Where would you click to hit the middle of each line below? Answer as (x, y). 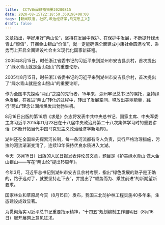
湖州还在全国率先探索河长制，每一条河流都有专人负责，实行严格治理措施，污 (82, 139)
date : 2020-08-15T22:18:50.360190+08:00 (47, 14)
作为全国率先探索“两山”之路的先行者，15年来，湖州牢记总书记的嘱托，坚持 (80, 94)
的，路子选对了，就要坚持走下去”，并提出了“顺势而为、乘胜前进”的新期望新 (81, 179)
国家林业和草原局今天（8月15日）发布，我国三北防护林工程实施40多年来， (80, 195)
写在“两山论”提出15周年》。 (53, 162)
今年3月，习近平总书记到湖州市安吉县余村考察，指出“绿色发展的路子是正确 (81, 172)
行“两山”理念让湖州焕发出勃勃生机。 (41, 106)
